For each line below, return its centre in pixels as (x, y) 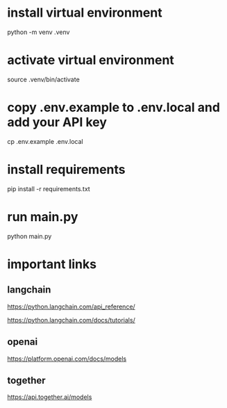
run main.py (43, 217)
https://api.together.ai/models (50, 397)
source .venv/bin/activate (43, 79)
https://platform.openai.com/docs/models (67, 359)
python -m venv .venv (39, 32)
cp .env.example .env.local (45, 141)
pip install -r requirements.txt (49, 188)
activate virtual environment (91, 60)
